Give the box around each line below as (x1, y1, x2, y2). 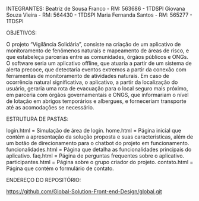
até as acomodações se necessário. (6, 104, 94, 111)
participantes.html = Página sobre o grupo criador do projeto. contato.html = (6, 159, 194, 165)
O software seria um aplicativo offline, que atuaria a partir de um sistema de (6, 59, 192, 67)
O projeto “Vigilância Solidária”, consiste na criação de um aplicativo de (6, 41, 181, 48)
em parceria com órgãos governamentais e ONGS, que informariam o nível (6, 92, 189, 98)
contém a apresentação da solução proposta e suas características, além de (6, 133, 194, 140)
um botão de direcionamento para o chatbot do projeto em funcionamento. (6, 140, 189, 146)
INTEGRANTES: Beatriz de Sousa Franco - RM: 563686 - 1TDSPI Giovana (6, 5, 185, 12)
